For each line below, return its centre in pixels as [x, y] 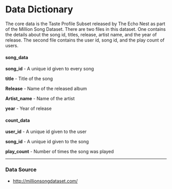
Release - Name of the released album [46, 89]
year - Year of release [29, 108]
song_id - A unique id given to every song [50, 69]
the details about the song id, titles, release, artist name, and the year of [81, 34]
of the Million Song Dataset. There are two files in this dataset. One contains [85, 29]
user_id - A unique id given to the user [46, 131]
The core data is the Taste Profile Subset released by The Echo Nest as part [85, 24]
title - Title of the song [29, 79]
